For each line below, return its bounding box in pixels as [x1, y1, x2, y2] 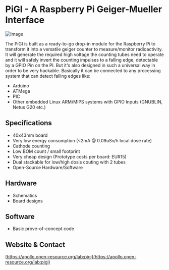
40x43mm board [12, 132, 48, 138]
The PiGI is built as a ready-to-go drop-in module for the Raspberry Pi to [5, 40, 156, 46]
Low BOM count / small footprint [12, 148, 80, 154]
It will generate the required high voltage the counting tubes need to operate [5, 51, 164, 58]
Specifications [5, 119, 52, 127]
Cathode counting [12, 143, 50, 149]
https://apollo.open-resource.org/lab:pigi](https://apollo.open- [7, 254, 137, 260]
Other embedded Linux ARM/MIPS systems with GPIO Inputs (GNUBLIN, [12, 98, 163, 104]
